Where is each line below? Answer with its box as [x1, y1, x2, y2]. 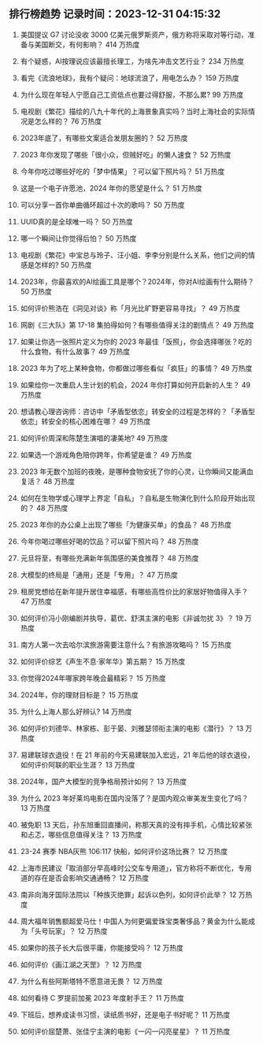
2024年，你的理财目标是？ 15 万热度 [20, 690, 139, 699]
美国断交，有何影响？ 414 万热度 [34, 39, 140, 49]
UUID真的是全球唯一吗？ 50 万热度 [20, 216, 133, 226]
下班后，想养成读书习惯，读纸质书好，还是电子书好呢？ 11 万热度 [20, 1010, 231, 1019]
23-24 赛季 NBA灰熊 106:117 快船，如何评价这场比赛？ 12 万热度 [20, 846, 228, 856]
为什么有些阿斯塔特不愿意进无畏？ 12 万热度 [20, 976, 163, 986]
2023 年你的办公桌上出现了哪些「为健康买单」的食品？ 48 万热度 [20, 520, 232, 529]
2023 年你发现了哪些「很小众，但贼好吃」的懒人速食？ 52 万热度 [20, 150, 232, 159]
